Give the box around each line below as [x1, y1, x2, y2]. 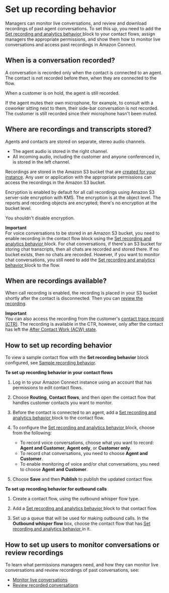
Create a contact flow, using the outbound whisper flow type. [12, 496, 140, 502]
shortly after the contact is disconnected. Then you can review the [5, 295, 143, 302]
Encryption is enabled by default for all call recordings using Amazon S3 [5, 189, 155, 195]
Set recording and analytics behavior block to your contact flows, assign [5, 31, 155, 37]
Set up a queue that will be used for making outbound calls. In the [12, 515, 149, 522]
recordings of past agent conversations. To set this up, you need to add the [5, 25, 161, 31]
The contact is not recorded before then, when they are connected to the [5, 75, 157, 81]
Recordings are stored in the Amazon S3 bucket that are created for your [5, 169, 156, 175]
